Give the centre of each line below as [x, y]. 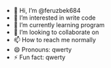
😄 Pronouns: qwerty [43, 50]
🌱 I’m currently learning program [59, 25]
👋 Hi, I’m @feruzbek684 [47, 11]
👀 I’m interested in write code [54, 18]
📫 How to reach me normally [55, 40]
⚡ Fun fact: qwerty [39, 57]
